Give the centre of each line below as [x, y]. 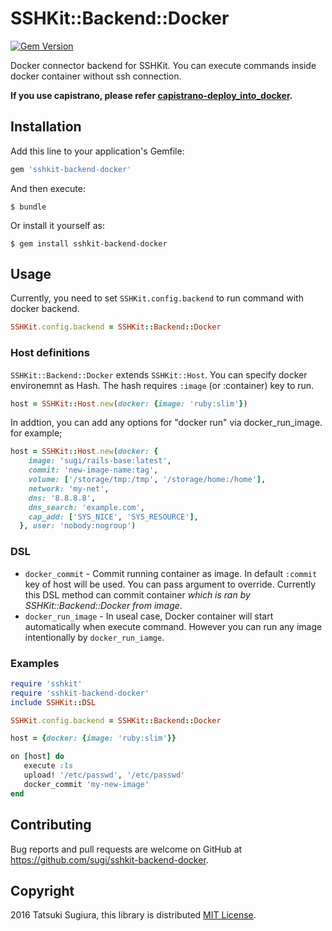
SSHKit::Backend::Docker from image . [103, 605]
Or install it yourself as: [57, 225]
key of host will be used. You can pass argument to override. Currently [170, 584]
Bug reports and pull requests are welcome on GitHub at [126, 849]
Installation [46, 127]
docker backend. [45, 309]
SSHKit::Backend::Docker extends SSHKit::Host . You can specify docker [159, 374]
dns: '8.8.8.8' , [62, 498]
